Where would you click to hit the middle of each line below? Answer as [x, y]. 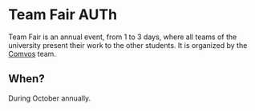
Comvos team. [32, 54]
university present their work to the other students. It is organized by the [128, 45]
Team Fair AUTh [63, 15]
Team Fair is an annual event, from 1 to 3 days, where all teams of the [123, 37]
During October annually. [50, 98]
